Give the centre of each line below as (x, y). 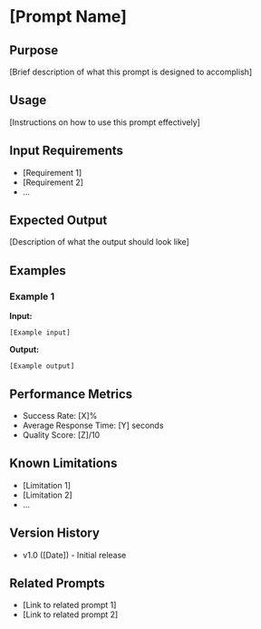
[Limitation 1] (46, 485)
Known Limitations (63, 464)
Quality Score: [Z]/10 (61, 435)
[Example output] (42, 366)
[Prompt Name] (68, 17)
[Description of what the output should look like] (100, 242)
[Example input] (40, 333)
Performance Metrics (71, 394)
